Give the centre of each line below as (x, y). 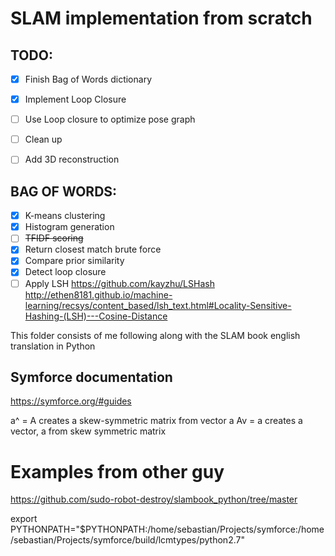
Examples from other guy (117, 471)
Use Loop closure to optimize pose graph (110, 119)
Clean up (43, 139)
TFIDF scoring (54, 238)
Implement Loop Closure (75, 99)
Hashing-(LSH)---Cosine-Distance (96, 316)
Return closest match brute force (93, 249)
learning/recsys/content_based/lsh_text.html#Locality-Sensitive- (158, 305)
